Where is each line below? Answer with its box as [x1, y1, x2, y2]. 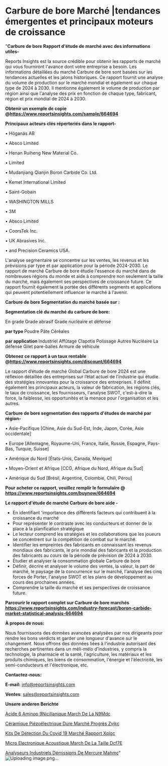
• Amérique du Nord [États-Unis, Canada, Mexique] [5, 455, 112, 461]
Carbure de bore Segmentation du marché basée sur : [5, 299, 120, 305]
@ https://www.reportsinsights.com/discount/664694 [5, 358, 122, 365]
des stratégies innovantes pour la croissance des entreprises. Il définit [5, 379, 151, 385]
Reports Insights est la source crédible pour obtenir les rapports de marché [5, 58, 161, 64]
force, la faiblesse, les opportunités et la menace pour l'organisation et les [5, 395, 158, 401]
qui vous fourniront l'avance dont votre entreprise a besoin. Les [5, 63, 137, 69]
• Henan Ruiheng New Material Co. [5, 150, 78, 156]
